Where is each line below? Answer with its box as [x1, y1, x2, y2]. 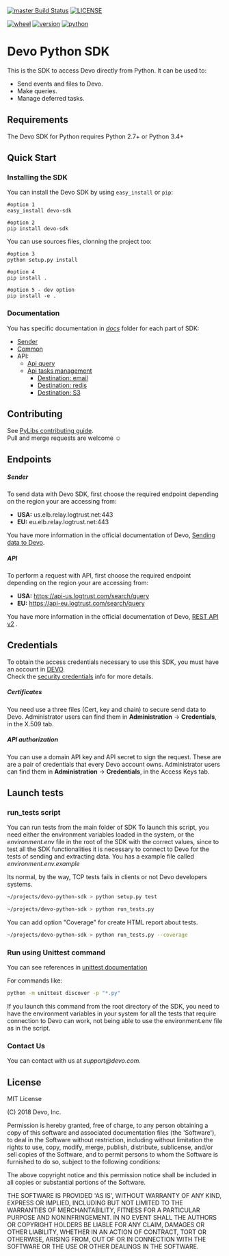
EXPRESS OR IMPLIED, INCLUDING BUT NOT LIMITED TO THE [7, 1199, 183, 1207]
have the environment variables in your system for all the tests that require [7, 1009, 217, 1018]
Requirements [7, 114, 68, 126]
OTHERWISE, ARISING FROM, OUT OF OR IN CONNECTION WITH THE [7, 1235, 206, 1244]
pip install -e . [7, 293, 57, 299]
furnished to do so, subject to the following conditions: [7, 1158, 161, 1166]
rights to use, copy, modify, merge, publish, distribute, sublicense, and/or [7, 1143, 213, 1151]
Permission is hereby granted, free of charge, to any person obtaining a [7, 1121, 208, 1130]
